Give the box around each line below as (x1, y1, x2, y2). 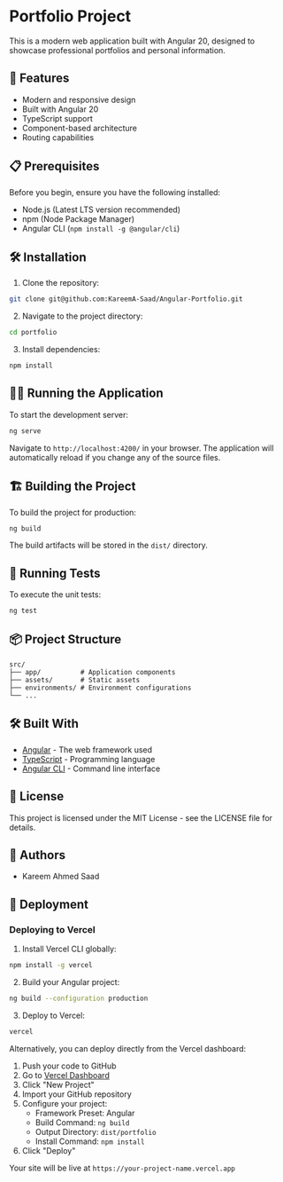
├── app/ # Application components (9, 667, 176, 676)
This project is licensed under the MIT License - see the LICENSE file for (9, 812, 272, 823)
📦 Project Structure (9, 632, 122, 647)
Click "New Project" (21, 1079, 95, 1090)
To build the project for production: (9, 507, 137, 517)
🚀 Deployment (9, 896, 88, 911)
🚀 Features (9, 71, 70, 86)
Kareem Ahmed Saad (21, 871, 100, 882)
